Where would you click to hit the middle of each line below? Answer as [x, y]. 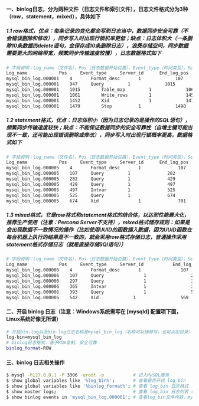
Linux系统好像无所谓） [34, 319]
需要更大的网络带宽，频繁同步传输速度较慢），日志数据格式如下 [84, 53]
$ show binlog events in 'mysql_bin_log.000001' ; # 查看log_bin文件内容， [97, 397]
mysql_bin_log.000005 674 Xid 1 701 [96, 201]
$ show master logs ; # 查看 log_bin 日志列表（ [99, 392]
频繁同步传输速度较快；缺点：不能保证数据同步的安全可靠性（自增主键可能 [97, 127]
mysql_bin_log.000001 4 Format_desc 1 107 [95, 79]
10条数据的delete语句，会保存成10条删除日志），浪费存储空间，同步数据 [100, 46]
